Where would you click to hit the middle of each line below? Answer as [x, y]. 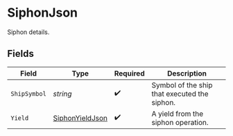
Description [187, 73]
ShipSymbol [28, 94]
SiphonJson [43, 13]
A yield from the [178, 114]
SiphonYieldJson [80, 118]
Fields [21, 54]
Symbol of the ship [182, 85]
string [62, 94]
